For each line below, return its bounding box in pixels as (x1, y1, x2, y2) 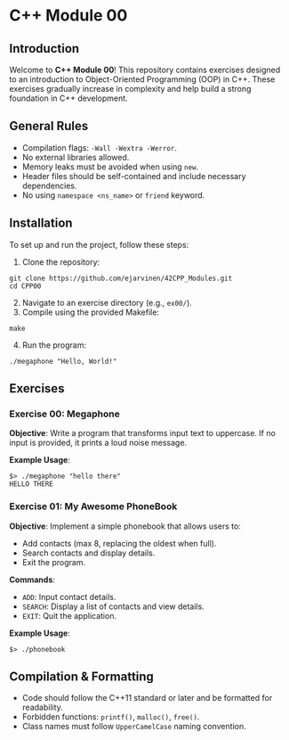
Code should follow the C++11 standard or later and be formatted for (21, 693, 273, 703)
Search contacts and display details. (21, 547, 156, 558)
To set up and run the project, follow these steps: (9, 239, 189, 250)
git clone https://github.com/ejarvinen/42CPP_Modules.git (9, 274, 233, 283)
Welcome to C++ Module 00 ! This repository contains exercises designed (9, 64, 281, 75)
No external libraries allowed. (21, 152, 130, 162)
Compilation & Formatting (9, 670, 154, 684)
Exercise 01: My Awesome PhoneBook (9, 500, 178, 513)
